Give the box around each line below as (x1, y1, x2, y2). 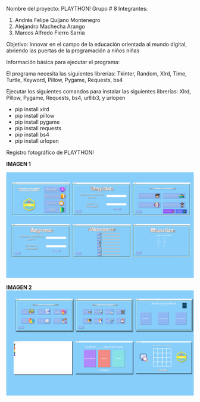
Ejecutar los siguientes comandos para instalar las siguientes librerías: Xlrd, (6, 88, 192, 95)
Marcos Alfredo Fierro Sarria (14, 29, 85, 36)
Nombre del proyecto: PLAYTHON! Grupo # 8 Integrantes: (6, 5, 148, 12)
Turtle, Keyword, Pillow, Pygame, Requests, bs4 (6, 77, 123, 83)
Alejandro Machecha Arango (14, 23, 85, 30)
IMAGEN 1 (6, 161, 31, 167)
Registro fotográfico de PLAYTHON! (6, 149, 94, 156)
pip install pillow (14, 112, 55, 119)
